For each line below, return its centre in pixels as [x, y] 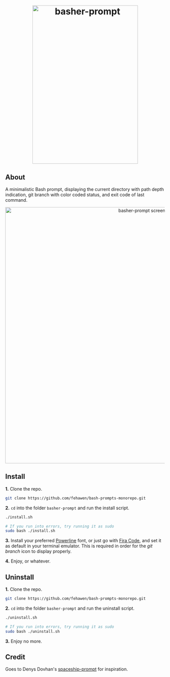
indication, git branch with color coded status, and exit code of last [75, 195]
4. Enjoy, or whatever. [28, 561]
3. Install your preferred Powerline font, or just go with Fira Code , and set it [83, 541]
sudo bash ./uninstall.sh [32, 631]
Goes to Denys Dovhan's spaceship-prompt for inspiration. [67, 669]
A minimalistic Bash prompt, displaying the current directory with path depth [85, 189]
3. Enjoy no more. [24, 641]
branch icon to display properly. [38, 551]
